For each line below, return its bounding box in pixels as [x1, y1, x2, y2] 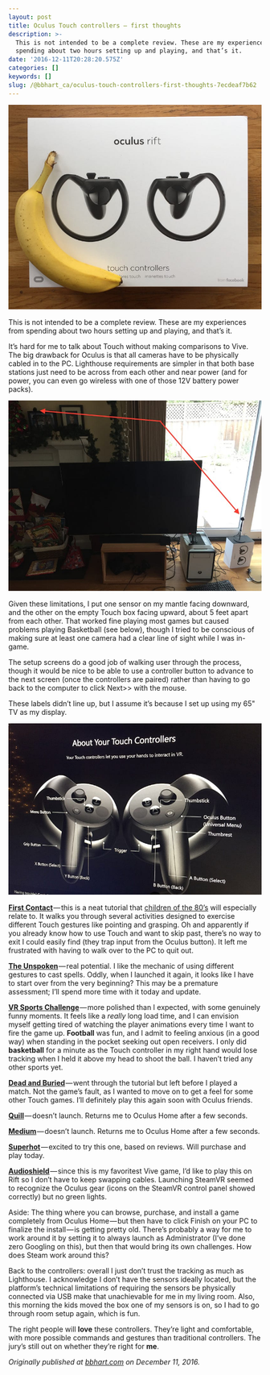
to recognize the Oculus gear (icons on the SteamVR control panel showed [8, 1183, 256, 1193]
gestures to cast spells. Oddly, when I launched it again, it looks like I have [8, 970, 255, 979]
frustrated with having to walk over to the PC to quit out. [8, 945, 194, 955]
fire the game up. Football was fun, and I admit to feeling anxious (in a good [8, 1028, 260, 1038]
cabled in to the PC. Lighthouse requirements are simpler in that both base [8, 359, 255, 368]
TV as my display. [8, 707, 67, 717]
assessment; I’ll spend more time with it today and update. [8, 987, 202, 997]
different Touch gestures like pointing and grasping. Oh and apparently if [8, 920, 249, 930]
